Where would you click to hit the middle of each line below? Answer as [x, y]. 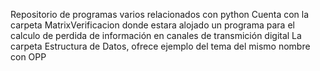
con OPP [28, 57]
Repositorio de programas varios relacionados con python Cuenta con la [160, 14]
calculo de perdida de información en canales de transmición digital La [156, 35]
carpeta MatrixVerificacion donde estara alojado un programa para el [152, 25]
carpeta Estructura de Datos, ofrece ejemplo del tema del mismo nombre [160, 46]
